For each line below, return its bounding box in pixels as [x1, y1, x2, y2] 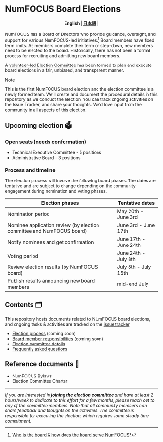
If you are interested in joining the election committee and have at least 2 [5, 392, 154, 398]
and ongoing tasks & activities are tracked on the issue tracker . [5, 321, 131, 327]
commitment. [5, 418, 32, 424]
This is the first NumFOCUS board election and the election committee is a [5, 86, 154, 92]
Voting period [7, 253, 39, 260]
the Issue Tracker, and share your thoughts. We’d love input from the [5, 102, 142, 108]
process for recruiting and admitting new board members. [5, 53, 121, 59]
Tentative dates [118, 200, 155, 207]
